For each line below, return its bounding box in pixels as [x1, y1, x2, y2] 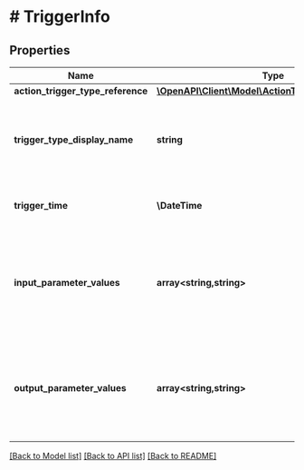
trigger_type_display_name [14, 133, 134, 146]
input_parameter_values [14, 277, 120, 289]
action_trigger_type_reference [14, 84, 148, 97]
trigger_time [14, 200, 68, 211]
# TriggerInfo [9, 6, 110, 27]
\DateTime [157, 200, 203, 211]
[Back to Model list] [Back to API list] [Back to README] [9, 451, 217, 461]
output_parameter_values [14, 382, 127, 394]
